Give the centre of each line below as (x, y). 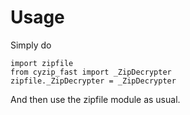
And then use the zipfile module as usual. (95, 99)
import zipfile (42, 63)
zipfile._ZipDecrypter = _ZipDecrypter (93, 81)
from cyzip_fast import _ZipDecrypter (91, 72)
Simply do (31, 45)
